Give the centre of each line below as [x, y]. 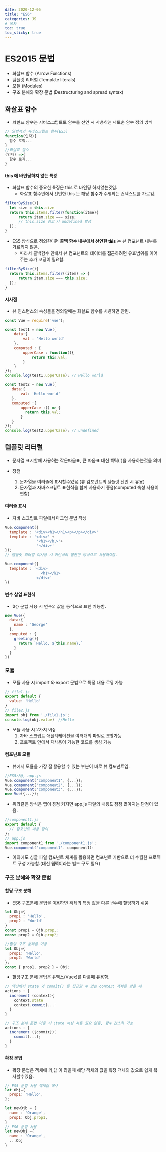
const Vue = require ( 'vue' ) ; [35, 320]
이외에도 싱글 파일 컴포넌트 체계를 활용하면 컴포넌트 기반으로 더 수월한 [80, 857]
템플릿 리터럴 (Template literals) [44, 79]
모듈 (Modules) [28, 86]
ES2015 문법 [30, 59]
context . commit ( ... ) [35, 1005]
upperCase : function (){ [49, 353]
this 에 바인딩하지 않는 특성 [31, 176]
